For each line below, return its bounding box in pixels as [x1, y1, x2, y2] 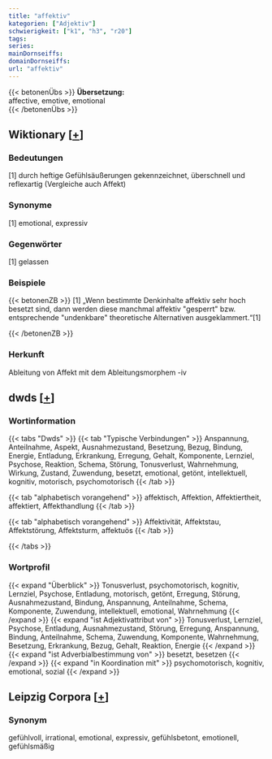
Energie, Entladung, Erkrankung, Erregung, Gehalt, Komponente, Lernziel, [8, 451, 254, 461]
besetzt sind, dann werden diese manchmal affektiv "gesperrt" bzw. [8, 304, 236, 314]
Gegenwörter [8, 238, 63, 249]
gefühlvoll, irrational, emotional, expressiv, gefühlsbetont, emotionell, [8, 733, 240, 743]
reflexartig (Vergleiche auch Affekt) [8, 180, 127, 189]
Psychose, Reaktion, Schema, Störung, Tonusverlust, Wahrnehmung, [8, 460, 240, 470]
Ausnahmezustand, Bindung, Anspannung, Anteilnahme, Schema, [8, 597, 229, 607]
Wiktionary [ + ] [8, 128, 84, 142]
